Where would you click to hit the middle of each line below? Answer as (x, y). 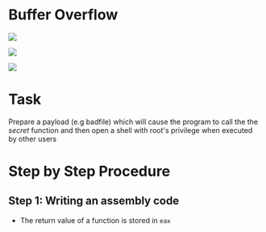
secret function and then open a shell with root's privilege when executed (131, 130)
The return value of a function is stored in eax (95, 220)
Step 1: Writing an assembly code (94, 201)
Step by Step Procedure (89, 172)
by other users (33, 139)
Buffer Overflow (63, 15)
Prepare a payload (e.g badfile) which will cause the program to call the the (133, 122)
